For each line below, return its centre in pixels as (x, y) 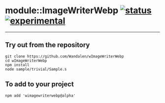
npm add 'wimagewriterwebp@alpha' (41, 96)
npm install (17, 65)
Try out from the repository (47, 45)
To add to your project (40, 84)
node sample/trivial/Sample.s (36, 69)
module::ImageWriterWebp (62, 11)
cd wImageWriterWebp (26, 61)
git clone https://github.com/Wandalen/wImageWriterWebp (65, 56)
